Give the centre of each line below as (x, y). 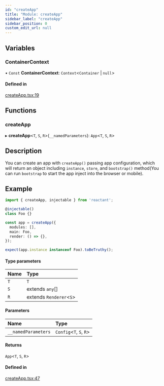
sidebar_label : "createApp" (34, 19)
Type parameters (23, 261)
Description (23, 151)
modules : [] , (23, 227)
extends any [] (42, 289)
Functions (21, 111)
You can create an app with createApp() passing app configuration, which (80, 163)
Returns (14, 345)
